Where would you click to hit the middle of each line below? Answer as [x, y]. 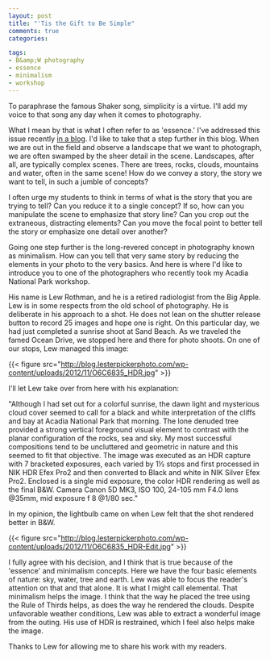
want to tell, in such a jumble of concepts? [79, 181]
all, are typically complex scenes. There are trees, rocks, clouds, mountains [134, 164]
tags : [17, 53]
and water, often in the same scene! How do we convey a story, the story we [135, 173]
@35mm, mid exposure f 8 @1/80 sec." [73, 498]
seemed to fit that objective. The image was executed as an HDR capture [130, 455]
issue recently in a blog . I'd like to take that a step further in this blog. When [134, 139]
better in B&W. [32, 522]
